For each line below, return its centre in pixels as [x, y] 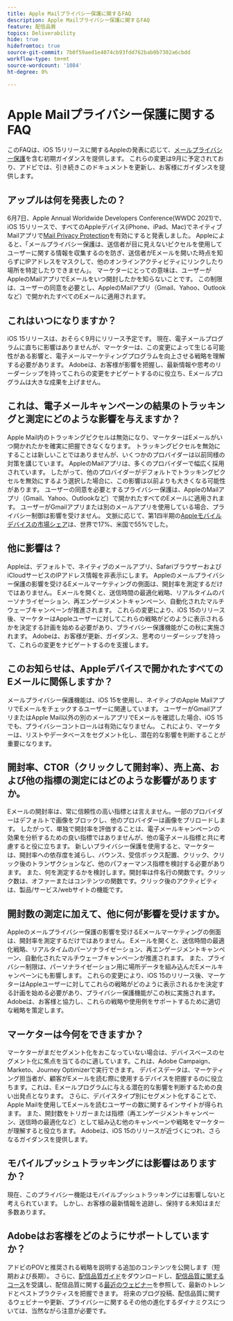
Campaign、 [196, 1061]
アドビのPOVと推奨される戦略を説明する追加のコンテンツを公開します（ [111, 1267]
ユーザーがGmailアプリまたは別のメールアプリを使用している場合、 [116, 507]
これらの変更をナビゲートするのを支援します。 [86, 644]
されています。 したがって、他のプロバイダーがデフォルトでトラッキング [110, 472]
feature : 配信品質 [32, 26]
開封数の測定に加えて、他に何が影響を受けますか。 [116, 913]
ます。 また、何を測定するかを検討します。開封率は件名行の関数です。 [107, 872]
